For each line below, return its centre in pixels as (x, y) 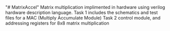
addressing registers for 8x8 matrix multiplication (57, 23)
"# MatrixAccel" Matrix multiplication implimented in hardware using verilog (85, 7)
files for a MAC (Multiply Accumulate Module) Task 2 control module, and (83, 18)
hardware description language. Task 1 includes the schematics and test (82, 12)
